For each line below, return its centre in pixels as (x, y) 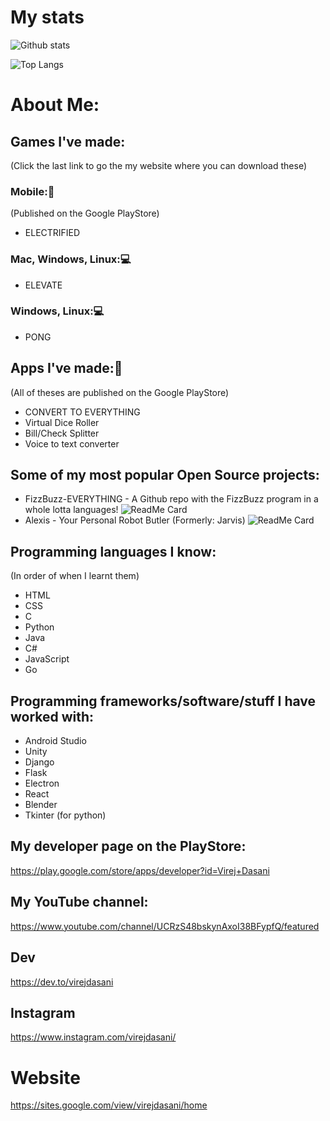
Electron (42, 783)
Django (39, 762)
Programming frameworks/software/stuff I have (163, 701)
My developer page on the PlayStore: (128, 846)
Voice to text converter (72, 443)
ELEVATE (43, 285)
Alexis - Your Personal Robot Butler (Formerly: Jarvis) (135, 520)
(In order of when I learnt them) (75, 576)
